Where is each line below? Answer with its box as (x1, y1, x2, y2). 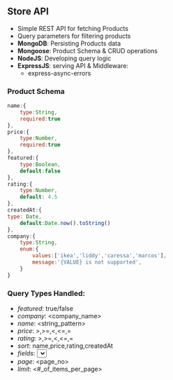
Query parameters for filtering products (17, 32, 131, 40)
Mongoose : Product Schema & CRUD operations (17, 46, 158, 55)
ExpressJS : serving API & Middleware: (17, 61, 129, 69)
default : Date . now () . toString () (20, 219, 111, 226)
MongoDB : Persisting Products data (17, 39, 121, 48)
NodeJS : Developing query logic (17, 54, 112, 62)
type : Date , (7, 213, 42, 220)
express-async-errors (27, 69, 91, 77)
